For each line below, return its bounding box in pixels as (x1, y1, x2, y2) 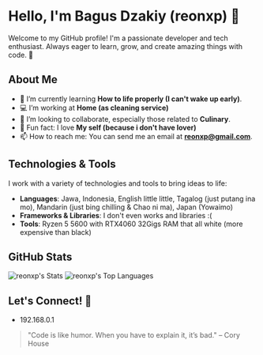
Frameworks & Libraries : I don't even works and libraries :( (19, 210, 212, 220)
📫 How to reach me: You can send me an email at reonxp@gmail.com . (19, 131, 253, 141)
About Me (8, 73, 58, 86)
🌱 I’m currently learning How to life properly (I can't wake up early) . (19, 94, 242, 104)
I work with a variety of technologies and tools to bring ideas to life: (8, 178, 227, 188)
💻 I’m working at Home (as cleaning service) (19, 103, 169, 112)
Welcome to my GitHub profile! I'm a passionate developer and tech (8, 33, 228, 43)
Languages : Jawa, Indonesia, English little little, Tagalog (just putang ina (19, 194, 256, 203)
